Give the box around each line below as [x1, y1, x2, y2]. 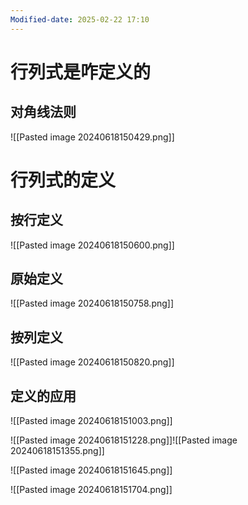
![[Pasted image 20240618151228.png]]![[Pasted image [10, 434, 238, 446]
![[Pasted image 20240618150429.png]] [10, 131, 175, 143]
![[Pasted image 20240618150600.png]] [10, 239, 175, 251]
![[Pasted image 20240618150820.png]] [10, 356, 175, 368]
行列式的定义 [10, 169, 117, 191]
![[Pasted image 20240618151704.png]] [10, 484, 173, 496]
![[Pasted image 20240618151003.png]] [10, 415, 173, 427]
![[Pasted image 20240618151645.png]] [10, 464, 173, 476]
